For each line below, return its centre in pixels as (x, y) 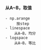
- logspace (16, 38)
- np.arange (17, 18)
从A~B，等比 (25, 43)
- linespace (17, 28)
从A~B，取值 (18, 7)
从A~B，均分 (25, 33)
